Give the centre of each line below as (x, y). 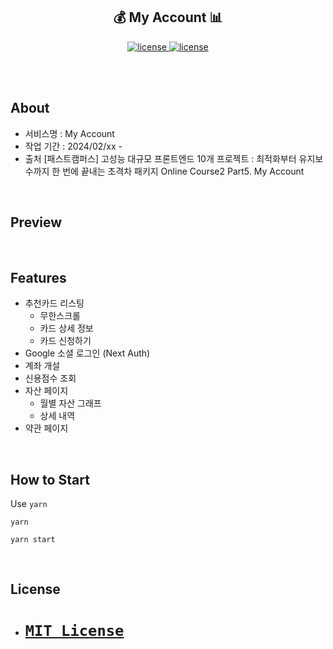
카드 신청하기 (65, 341)
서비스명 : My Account (69, 133)
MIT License (74, 630)
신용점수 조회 (50, 378)
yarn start (33, 540)
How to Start (50, 479)
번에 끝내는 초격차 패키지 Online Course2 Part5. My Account (183, 171)
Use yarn (29, 504)
